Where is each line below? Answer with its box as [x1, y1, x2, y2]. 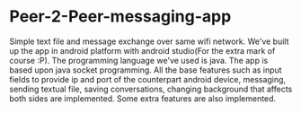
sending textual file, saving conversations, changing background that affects [9, 83, 293, 94]
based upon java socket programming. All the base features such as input [9, 65, 282, 75]
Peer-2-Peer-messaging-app [9, 6, 232, 27]
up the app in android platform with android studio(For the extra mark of [9, 45, 276, 56]
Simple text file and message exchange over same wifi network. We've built [9, 36, 289, 47]
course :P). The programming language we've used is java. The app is [9, 55, 269, 65]
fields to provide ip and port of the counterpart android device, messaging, [9, 74, 286, 84]
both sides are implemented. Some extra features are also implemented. [9, 92, 277, 104]
